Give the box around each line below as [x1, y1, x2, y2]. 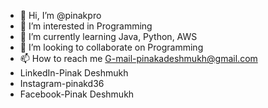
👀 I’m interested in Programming [19, 20, 153, 32]
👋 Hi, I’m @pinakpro [19, 10, 102, 21]
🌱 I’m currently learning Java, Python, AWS [19, 31, 198, 42]
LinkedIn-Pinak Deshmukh [19, 67, 129, 79]
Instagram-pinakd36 [19, 78, 105, 89]
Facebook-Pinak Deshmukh [19, 88, 135, 100]
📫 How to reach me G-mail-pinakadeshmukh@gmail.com [19, 53, 258, 64]
